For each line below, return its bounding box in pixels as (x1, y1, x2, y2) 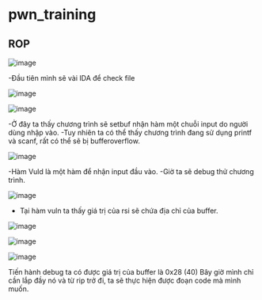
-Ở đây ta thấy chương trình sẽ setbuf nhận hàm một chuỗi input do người (8, 120, 249, 128)
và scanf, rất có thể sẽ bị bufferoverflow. (8, 136, 140, 146)
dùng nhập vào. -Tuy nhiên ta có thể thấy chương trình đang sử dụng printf (8, 128, 252, 137)
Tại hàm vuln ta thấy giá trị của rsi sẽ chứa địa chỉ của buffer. (19, 206, 219, 215)
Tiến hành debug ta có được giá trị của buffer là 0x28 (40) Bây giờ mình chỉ (8, 268, 254, 276)
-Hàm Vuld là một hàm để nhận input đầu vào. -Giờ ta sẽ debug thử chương (8, 167, 255, 176)
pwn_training (8, 6, 97, 24)
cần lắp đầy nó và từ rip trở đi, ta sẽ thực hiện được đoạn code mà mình (8, 275, 241, 285)
